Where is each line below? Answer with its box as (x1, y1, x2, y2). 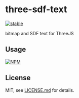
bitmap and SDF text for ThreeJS (5, 30, 74, 36)
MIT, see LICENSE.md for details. (5, 87, 74, 93)
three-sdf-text (5, 4, 67, 15)
